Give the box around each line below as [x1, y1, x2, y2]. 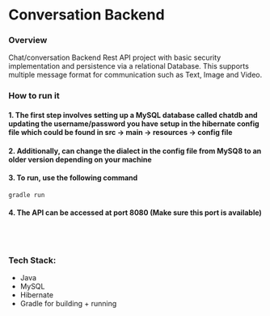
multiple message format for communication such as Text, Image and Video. [8, 70, 263, 80]
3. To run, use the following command [8, 173, 138, 183]
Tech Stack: [8, 255, 57, 266]
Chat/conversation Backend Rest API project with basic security [8, 53, 221, 62]
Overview [8, 35, 48, 46]
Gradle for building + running [19, 299, 117, 309]
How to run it [8, 91, 60, 102]
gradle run [8, 191, 45, 199]
